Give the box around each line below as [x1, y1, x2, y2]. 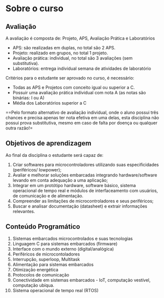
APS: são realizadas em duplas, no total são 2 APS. [12, 45, 116, 50]
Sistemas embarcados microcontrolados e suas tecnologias [12, 235, 133, 241]
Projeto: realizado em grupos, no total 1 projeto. [12, 50, 108, 56]
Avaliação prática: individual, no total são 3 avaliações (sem [12, 55, 133, 61]
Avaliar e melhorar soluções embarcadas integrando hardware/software [12, 172, 158, 178]
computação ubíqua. [12, 282, 55, 288]
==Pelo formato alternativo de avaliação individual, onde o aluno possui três [5, 109, 159, 115]
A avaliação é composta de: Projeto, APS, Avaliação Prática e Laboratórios [5, 35, 155, 41]
